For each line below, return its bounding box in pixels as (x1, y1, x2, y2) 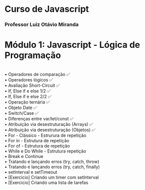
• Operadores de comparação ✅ (4, 72, 71, 77)
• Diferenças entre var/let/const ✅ (4, 116, 74, 122)
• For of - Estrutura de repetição (4, 143, 70, 149)
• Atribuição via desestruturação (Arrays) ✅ (4, 121, 93, 127)
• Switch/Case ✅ (4, 110, 39, 116)
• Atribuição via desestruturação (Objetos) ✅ (4, 127, 96, 133)
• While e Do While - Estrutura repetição (4, 148, 87, 154)
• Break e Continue (4, 153, 44, 159)
